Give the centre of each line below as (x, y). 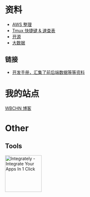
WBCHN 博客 (18, 108)
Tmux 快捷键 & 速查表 (34, 30)
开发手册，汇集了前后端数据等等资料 (48, 72)
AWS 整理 (22, 24)
